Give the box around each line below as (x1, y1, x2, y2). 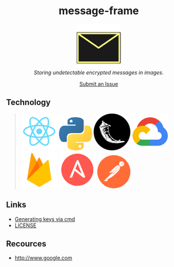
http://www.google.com (14, 255, 72, 262)
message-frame (58, 4, 139, 18)
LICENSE (14, 222, 37, 229)
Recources (6, 239, 47, 249)
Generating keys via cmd (14, 215, 75, 222)
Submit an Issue (79, 80, 119, 87)
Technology (6, 97, 51, 107)
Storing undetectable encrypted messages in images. (34, 69, 164, 76)
